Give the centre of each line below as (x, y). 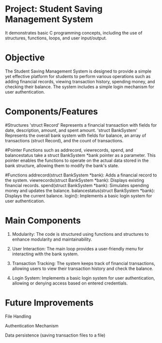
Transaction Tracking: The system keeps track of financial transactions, (83, 263)
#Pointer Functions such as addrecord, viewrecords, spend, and (69, 150)
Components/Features (52, 112)
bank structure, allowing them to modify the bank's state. (62, 165)
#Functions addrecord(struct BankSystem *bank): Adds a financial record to (81, 175)
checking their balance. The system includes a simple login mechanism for (80, 87)
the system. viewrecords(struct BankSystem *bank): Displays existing (75, 180)
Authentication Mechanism (32, 325)
